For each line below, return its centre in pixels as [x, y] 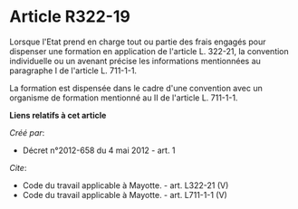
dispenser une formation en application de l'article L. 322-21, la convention [149, 51]
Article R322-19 [70, 17]
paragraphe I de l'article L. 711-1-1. [73, 71]
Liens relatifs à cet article [58, 115]
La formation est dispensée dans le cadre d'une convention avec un [136, 88]
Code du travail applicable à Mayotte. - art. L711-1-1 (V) [125, 195]
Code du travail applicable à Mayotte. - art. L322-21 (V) [125, 185]
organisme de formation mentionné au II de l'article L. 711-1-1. [124, 98]
